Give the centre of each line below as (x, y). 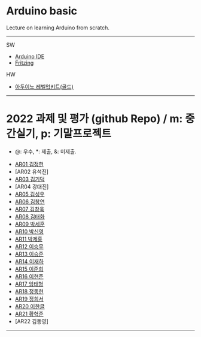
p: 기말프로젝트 (76, 134)
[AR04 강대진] (32, 186)
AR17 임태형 (29, 284)
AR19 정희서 (29, 299)
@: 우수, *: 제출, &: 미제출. (45, 151)
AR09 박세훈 (30, 224)
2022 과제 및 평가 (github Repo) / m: (95, 119)
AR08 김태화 (30, 216)
